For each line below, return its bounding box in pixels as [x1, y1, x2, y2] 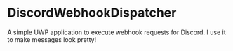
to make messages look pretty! [7, 35, 97, 43]
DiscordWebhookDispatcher [7, 5, 177, 21]
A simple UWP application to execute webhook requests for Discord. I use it [7, 28, 226, 36]
